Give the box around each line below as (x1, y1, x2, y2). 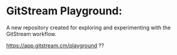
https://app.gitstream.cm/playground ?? (6, 42, 104, 49)
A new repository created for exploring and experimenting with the (6, 24, 171, 31)
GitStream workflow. (6, 30, 57, 37)
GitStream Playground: (6, 4, 122, 18)
